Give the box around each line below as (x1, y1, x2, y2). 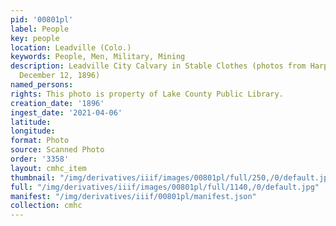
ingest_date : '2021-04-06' (10, 107, 123, 118)
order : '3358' (10, 154, 70, 164)
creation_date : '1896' (10, 98, 105, 108)
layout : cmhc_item (10, 163, 87, 173)
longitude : (10, 126, 56, 136)
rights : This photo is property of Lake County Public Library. (10, 89, 284, 99)
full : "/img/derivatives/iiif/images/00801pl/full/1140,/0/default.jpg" (10, 182, 320, 192)
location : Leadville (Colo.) (10, 42, 132, 53)
